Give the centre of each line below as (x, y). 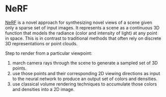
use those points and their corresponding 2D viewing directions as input (86, 73)
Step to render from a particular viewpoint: (49, 53)
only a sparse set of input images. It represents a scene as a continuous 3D (83, 27)
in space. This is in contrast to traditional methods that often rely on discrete (83, 38)
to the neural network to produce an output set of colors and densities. (85, 79)
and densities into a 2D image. (43, 89)
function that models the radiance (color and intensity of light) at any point (81, 33)
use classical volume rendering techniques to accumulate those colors (84, 84)
